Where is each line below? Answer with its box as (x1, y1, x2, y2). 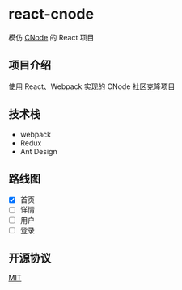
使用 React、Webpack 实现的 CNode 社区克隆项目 (8, 82, 176, 91)
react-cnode (8, 5, 95, 23)
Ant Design (19, 146, 58, 156)
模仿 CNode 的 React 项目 (8, 32, 95, 42)
